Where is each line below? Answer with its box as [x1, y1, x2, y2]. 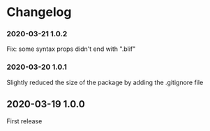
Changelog [6, 4, 72, 20]
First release [6, 116, 43, 125]
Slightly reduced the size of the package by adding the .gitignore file [6, 78, 204, 86]
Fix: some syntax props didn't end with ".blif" [6, 45, 136, 53]
